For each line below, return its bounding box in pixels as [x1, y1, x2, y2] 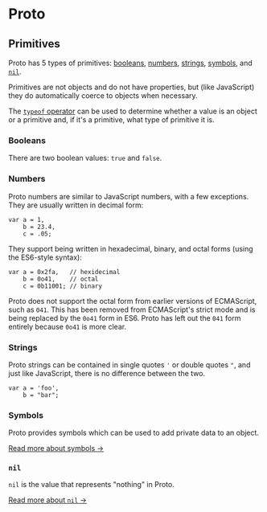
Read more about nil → [8, 495, 87, 505]
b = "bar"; [23, 391, 60, 399]
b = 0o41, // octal [23, 275, 99, 283]
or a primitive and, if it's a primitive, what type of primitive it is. [8, 115, 215, 125]
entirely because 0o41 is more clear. [8, 322, 127, 331]
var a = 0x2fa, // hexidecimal [8, 268, 121, 276]
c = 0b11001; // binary [23, 282, 103, 290]
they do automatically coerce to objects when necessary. [8, 91, 199, 100]
